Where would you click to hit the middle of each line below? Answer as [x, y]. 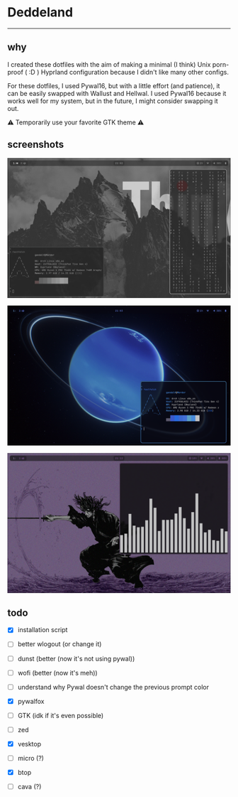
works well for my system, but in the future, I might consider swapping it [113, 101]
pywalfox [31, 701]
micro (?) [31, 758]
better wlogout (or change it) [59, 644]
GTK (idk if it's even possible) [61, 715]
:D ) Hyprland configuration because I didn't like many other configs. [129, 72]
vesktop [29, 744]
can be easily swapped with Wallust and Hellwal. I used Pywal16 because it [117, 93]
